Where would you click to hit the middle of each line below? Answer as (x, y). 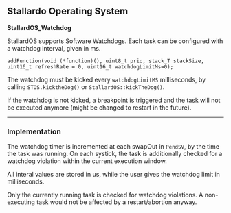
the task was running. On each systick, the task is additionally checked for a (115, 154)
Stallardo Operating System (68, 11)
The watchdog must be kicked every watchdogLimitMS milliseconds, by (107, 79)
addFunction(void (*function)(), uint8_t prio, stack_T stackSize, (106, 61)
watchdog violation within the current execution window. (87, 161)
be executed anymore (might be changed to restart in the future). (99, 107)
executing (21, 202)
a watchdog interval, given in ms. (54, 48)
